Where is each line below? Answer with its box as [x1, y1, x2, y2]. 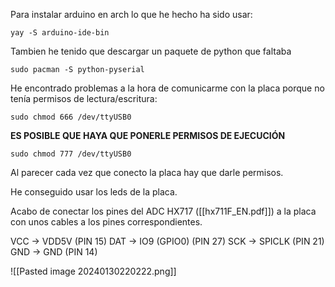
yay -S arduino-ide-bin [10, 28, 110, 38]
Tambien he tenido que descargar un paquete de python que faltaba [10, 45, 292, 57]
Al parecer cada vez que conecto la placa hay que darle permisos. [10, 167, 284, 178]
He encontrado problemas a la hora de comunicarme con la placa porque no [10, 82, 325, 94]
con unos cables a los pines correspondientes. [10, 216, 203, 228]
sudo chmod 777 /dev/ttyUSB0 [10, 149, 132, 159]
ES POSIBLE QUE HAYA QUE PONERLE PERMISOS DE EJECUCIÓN [10, 130, 286, 141]
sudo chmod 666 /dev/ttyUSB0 [10, 112, 132, 122]
